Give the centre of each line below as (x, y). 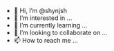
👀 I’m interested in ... (43, 18)
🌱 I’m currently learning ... (50, 25)
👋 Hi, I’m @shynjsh (40, 11)
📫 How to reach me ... (46, 40)
